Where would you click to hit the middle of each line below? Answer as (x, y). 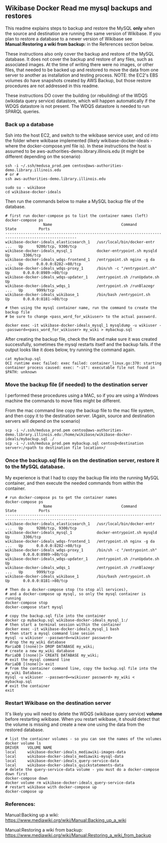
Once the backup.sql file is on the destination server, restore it (82, 460)
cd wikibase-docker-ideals (33, 192)
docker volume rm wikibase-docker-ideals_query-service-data (70, 783)
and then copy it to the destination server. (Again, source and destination (80, 416)
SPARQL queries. (23, 111)
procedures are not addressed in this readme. (52, 86)
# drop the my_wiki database (35, 642)
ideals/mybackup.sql (27, 439)
